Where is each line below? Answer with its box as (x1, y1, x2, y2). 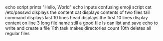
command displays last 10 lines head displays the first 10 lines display (5, 15, 148, 20)
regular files (5, 31, 30, 36)
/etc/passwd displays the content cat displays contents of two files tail (5, 9, 150, 15)
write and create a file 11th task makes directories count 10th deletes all (5, 25, 152, 31)
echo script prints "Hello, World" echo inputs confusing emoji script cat (5, 4, 152, 10)
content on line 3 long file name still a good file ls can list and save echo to (5, 20, 158, 26)
